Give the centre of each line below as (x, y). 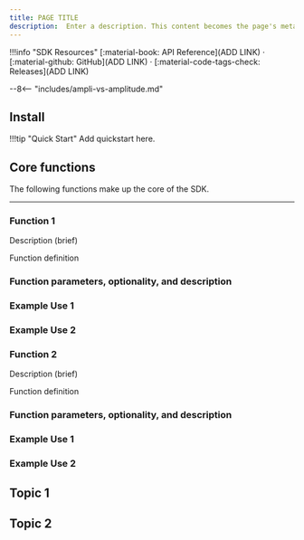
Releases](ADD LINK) (49, 71)
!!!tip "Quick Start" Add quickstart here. (82, 139)
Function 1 (33, 221)
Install (27, 117)
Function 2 (33, 355)
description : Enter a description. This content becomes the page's (143, 26)
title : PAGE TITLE (44, 18)
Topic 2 (31, 524)
